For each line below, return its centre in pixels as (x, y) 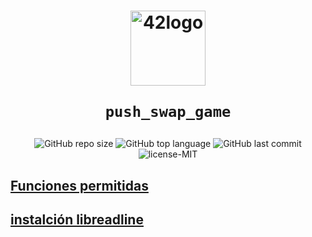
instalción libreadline (77, 219)
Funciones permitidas (79, 185)
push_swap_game (168, 112)
